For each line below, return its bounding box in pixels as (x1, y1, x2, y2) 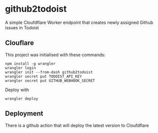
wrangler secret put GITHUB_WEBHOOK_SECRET (5, 78, 95, 83)
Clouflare (5, 39, 34, 47)
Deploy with (5, 87, 29, 93)
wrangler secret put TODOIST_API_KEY (5, 74, 82, 79)
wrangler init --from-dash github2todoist (5, 70, 93, 75)
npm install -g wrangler (5, 61, 56, 66)
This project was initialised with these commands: (5, 52, 106, 57)
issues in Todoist (5, 24, 39, 30)
